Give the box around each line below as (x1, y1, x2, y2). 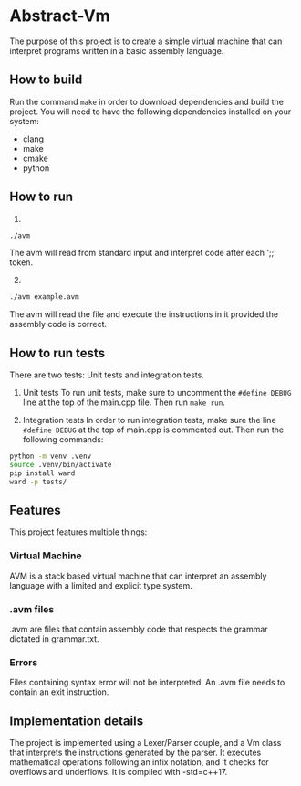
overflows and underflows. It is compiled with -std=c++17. (9, 767, 228, 778)
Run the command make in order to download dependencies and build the (9, 96, 285, 107)
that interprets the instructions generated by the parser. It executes (9, 747, 262, 759)
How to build (9, 72, 83, 88)
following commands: (22, 434, 104, 445)
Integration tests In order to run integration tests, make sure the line (22, 415, 276, 426)
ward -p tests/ (9, 477, 67, 486)
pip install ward (9, 468, 76, 478)
